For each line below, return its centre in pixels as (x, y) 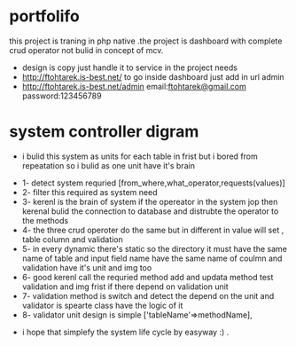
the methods (45, 220)
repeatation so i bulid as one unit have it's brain (108, 165)
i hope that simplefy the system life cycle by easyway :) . (125, 332)
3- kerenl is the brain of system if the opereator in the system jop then (150, 201)
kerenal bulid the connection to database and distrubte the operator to (150, 211)
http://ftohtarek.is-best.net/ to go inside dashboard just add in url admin (153, 76)
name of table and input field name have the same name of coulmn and (152, 258)
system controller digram (104, 132)
